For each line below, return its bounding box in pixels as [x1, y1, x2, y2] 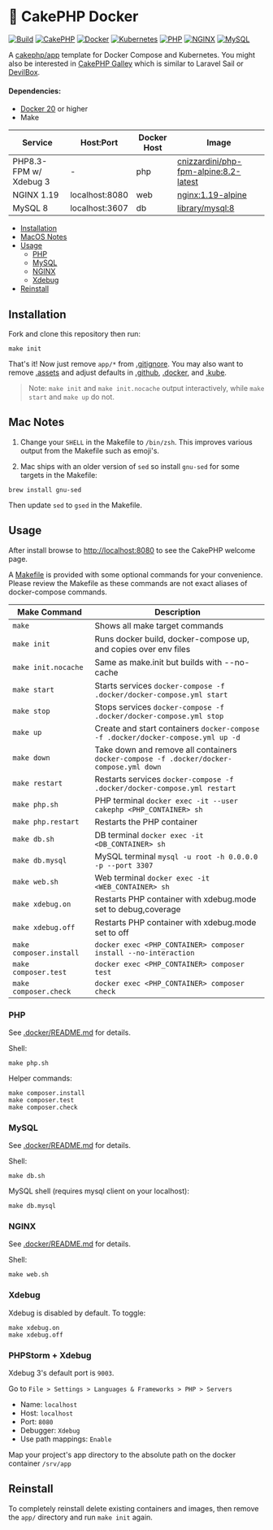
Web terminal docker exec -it [94, 871, 210, 883]
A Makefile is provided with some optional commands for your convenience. [8, 569, 263, 580]
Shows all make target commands [94, 619, 223, 631]
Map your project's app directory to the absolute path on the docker [8, 1450, 236, 1460]
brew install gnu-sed [8, 485, 82, 494]
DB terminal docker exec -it [94, 829, 204, 841]
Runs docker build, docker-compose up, [94, 633, 250, 645]
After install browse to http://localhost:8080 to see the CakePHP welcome [8, 545, 256, 555]
